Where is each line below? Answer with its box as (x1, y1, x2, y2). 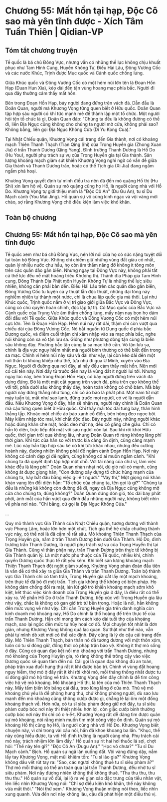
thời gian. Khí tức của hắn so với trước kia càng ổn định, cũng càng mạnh (5, 437, 156, 443)
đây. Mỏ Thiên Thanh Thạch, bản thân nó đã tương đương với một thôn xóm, (5, 637, 162, 643)
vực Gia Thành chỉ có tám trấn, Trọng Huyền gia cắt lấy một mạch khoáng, (5, 574, 158, 580)
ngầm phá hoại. (5, 168, 37, 174)
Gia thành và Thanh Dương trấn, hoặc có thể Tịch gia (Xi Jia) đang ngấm (5, 163, 154, 168)
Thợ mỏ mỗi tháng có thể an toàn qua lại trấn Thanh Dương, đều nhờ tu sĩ (5, 765, 156, 771)
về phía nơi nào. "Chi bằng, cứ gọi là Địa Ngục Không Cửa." (5, 501, 127, 507)
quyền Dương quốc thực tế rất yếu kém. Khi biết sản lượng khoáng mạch (5, 558, 154, 564)
